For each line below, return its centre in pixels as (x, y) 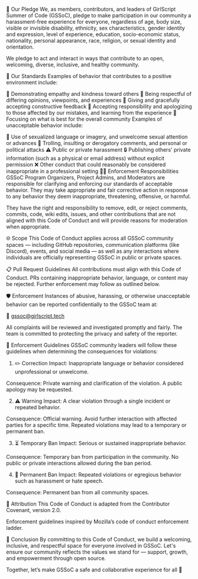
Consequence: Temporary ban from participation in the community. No (92, 457)
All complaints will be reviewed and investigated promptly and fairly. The (94, 327)
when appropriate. (29, 227)
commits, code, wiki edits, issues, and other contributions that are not (91, 214)
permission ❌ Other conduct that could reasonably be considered (86, 165)
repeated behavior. (38, 407)
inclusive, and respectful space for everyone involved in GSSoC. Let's (91, 546)
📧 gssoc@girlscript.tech (35, 316)
